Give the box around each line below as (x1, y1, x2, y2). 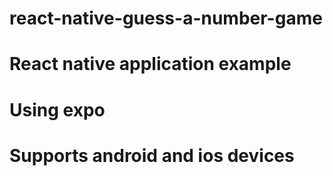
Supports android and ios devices (9, 144, 295, 167)
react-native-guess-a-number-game (9, 7, 323, 30)
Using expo (9, 98, 106, 121)
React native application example (9, 53, 292, 76)
